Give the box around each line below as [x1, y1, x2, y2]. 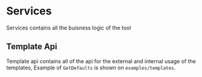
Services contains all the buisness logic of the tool [6, 24, 131, 31]
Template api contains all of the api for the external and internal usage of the [6, 57, 196, 64]
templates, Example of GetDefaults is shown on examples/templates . [6, 64, 176, 71]
